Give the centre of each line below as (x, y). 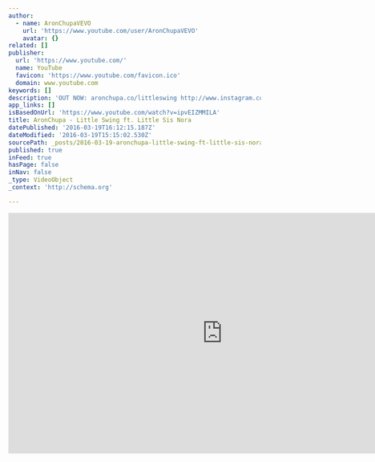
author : (21, 16)
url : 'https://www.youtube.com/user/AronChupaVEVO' (111, 30)
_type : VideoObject (41, 180)
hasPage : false (34, 165)
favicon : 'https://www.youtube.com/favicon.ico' (98, 75)
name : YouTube (39, 68)
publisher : (26, 53)
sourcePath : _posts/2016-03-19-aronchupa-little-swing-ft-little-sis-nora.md (141, 142)
